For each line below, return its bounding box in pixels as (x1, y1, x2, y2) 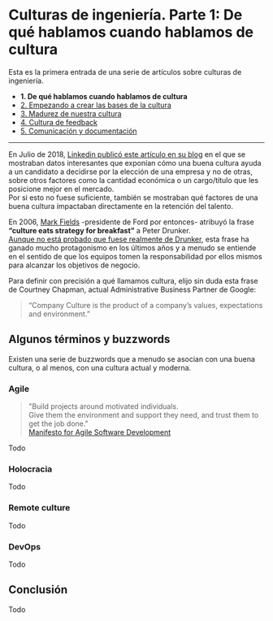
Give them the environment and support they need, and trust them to (28, 410, 259, 420)
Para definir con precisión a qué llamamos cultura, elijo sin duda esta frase (8, 276, 258, 285)
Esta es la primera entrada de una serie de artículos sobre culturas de (8, 67, 242, 76)
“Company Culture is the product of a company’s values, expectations (28, 300, 263, 310)
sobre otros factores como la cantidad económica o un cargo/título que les (8, 175, 258, 185)
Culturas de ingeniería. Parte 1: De (8, 6, 243, 24)
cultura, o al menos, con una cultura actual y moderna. (8, 363, 192, 372)
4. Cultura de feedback (19, 117, 97, 127)
